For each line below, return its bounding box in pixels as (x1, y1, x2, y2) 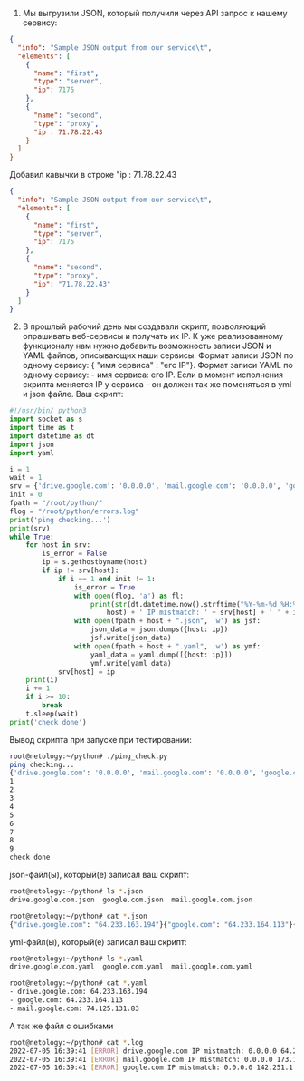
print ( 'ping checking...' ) (9, 515, 111, 524)
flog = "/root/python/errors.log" (9, 507, 140, 516)
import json (9, 440, 54, 449)
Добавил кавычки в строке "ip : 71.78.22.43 (9, 170, 177, 180)
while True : (9, 532, 54, 541)
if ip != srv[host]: (42, 566, 119, 575)
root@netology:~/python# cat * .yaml (9, 979, 147, 988)
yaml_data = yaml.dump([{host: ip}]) (90, 650, 233, 659)
